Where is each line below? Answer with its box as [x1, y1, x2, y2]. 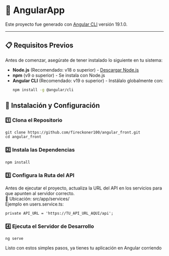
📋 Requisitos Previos [5, 41, 74, 50]
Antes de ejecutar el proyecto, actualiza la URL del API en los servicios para [5, 185, 162, 191]
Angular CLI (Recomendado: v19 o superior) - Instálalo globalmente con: [12, 78, 163, 84]
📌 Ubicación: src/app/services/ [5, 196, 69, 202]
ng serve [5, 236, 24, 241]
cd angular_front [5, 135, 42, 140]
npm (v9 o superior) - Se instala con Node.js [12, 72, 106, 78]
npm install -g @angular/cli [12, 87, 74, 92]
